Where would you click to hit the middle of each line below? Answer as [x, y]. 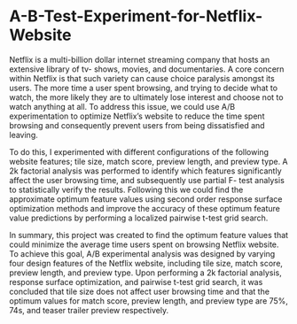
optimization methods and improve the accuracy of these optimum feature [145, 208]
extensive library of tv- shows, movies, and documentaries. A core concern [147, 69]
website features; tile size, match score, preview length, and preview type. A [148, 161]
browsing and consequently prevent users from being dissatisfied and [137, 125]
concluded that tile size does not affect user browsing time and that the [140, 291]
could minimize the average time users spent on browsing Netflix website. [144, 244]
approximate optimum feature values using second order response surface [146, 199]
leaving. [23, 135]
